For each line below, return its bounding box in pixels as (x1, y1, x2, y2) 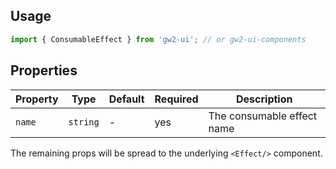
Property (15, 92, 59, 106)
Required (154, 92, 199, 106)
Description (236, 92, 293, 106)
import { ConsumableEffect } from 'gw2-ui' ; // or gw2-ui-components (10, 34, 307, 44)
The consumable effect (208, 109, 318, 123)
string (68, 116, 100, 128)
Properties (10, 62, 78, 79)
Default (108, 92, 145, 106)
